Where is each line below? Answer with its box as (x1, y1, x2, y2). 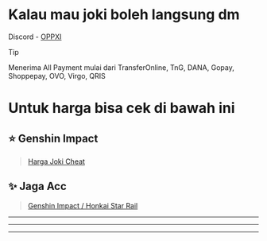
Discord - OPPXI (8, 32, 62, 41)
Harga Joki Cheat (27, 157, 86, 166)
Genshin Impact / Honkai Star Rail (27, 200, 138, 210)
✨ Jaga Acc (8, 180, 68, 193)
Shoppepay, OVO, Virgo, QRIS (8, 71, 106, 80)
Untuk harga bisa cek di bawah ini (8, 99, 236, 117)
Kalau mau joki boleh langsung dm (8, 6, 240, 24)
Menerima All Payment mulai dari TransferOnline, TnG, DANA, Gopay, (8, 62, 234, 72)
